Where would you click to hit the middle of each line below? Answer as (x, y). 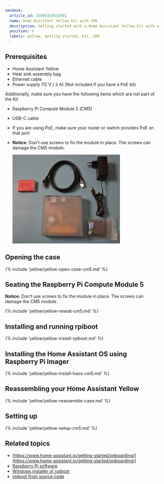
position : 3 (22, 31)
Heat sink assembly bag (37, 74)
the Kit (12, 99)
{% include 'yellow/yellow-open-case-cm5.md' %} (56, 269)
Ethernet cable (27, 79)
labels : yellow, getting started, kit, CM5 (55, 36)
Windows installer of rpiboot (41, 471)
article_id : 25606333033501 (38, 15)
